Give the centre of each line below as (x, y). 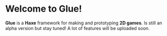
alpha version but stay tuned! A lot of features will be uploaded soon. (78, 28)
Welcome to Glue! (44, 9)
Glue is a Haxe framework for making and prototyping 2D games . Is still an (84, 23)
